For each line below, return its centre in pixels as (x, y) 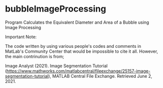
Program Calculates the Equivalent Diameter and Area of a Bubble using (77, 22)
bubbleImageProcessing (55, 9)
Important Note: (21, 37)
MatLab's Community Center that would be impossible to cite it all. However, (81, 51)
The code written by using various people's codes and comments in (73, 46)
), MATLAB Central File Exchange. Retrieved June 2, (100, 76)
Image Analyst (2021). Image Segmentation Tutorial (56, 66)
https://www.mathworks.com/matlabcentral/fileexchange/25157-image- (79, 71)
